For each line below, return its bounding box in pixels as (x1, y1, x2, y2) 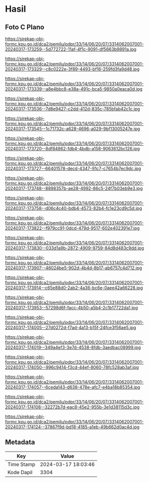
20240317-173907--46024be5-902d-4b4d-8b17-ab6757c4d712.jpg (5, 265, 143, 271)
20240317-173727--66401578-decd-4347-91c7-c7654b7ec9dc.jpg (5, 165, 141, 171)
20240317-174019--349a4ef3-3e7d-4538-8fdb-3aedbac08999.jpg (5, 344, 141, 350)
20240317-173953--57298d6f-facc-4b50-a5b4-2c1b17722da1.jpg (5, 305, 138, 310)
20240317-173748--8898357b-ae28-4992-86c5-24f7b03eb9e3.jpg (5, 185, 143, 191)
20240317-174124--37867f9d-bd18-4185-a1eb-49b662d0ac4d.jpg (5, 424, 140, 430)
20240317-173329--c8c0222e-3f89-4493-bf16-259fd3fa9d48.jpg (5, 66, 140, 72)
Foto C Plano (5, 23, 44, 31)
